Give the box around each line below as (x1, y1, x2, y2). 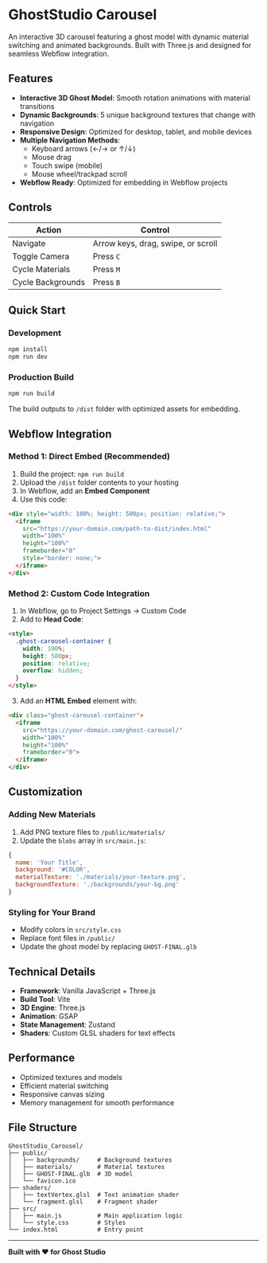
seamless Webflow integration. (8, 49, 110, 58)
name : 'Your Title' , (15, 858, 83, 867)
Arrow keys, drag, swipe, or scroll (92, 237, 218, 248)
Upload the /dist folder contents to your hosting (19, 478, 179, 487)
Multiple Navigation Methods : (19, 135, 121, 145)
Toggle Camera (12, 251, 70, 262)
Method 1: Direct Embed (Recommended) (8, 451, 171, 462)
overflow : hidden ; (22, 667, 83, 675)
